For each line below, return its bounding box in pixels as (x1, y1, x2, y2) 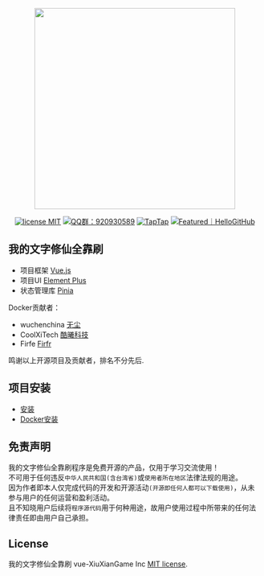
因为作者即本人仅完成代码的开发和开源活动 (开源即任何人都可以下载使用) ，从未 (8, 483, 255, 492)
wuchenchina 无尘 (19, 319, 81, 329)
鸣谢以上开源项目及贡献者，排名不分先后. (8, 355, 144, 365)
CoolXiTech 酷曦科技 (19, 330, 89, 339)
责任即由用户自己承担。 (14, 513, 93, 523)
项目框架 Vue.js (19, 265, 71, 275)
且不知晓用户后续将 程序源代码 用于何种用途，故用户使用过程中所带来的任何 (8, 503, 250, 512)
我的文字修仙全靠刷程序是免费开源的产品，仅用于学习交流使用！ (8, 463, 219, 472)
